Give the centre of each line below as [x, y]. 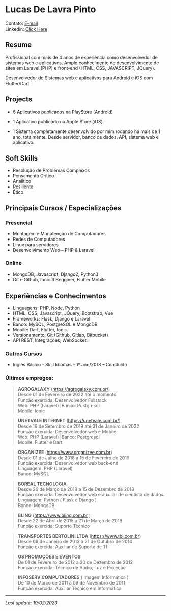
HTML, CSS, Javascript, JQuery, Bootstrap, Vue [63, 313]
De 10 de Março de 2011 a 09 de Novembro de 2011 [72, 582]
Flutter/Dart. [18, 83]
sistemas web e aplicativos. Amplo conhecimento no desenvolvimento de [82, 63]
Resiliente [23, 187]
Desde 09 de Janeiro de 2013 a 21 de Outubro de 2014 [75, 541]
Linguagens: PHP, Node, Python [46, 308]
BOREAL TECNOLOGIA [42, 484]
